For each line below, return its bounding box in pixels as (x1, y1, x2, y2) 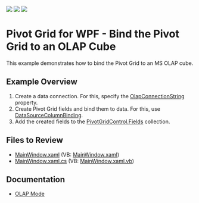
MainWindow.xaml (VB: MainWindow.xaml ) (14, 151, 120, 158)
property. (14, 99, 38, 106)
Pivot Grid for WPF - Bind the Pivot (6, 27, 180, 41)
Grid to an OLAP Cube (6, 40, 116, 54)
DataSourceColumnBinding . (14, 111, 83, 118)
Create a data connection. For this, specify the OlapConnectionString (14, 92, 185, 99)
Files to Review (6, 135, 64, 145)
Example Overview (6, 77, 77, 87)
